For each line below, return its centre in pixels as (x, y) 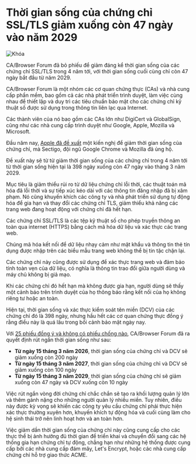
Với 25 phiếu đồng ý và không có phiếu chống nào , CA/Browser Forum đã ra (98, 333)
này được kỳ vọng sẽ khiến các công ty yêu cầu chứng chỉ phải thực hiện (94, 406)
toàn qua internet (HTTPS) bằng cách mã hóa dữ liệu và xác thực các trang (97, 226)
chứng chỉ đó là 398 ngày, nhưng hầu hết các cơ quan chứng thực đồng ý (95, 316)
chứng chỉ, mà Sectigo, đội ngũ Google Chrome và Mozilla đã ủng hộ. (90, 149)
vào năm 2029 (42, 38)
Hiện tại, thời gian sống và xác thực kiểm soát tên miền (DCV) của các (90, 309)
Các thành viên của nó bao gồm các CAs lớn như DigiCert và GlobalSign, (94, 119)
